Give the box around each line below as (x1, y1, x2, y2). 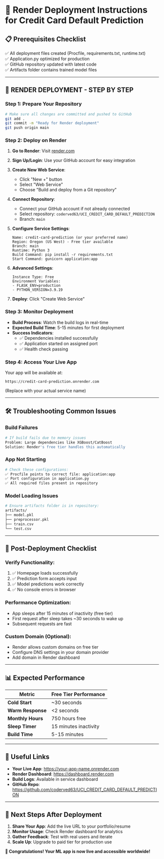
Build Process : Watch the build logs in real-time (12, 319, 109, 325)
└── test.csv (5, 526, 32, 531)
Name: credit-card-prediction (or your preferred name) (12, 235, 128, 240)
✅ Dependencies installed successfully (19, 335, 99, 341)
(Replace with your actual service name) (5, 388, 86, 394)
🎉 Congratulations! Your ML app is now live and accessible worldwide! (5, 849, 150, 855)
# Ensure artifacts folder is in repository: (5, 504, 99, 509)
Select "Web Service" (19, 182, 63, 187)
